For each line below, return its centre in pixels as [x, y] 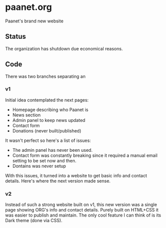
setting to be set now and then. [44, 160]
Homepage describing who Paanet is [50, 110]
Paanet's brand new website [34, 21]
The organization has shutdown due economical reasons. [64, 48]
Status [16, 37]
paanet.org [29, 7]
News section [26, 115]
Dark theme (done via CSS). [34, 221]
